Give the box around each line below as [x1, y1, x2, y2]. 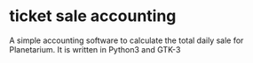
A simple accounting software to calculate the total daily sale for [9, 35, 244, 45]
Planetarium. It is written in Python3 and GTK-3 [9, 44, 181, 54]
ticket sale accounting [9, 6, 177, 26]
